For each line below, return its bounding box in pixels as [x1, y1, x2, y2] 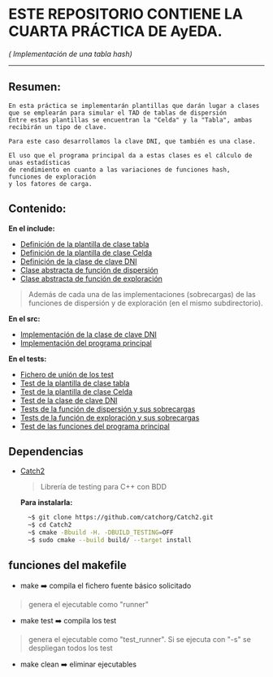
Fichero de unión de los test [19, 369, 114, 379]
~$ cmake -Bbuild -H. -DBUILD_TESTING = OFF [28, 528, 174, 537]
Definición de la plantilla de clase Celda [19, 248, 153, 257]
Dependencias [8, 444, 84, 459]
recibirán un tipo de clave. [8, 123, 107, 131]
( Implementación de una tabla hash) [8, 49, 132, 58]
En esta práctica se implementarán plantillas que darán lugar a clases [8, 101, 260, 110]
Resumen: [8, 80, 61, 94]
